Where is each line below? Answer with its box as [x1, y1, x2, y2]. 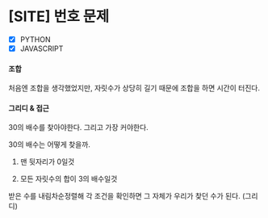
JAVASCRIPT [19, 44, 64, 53]
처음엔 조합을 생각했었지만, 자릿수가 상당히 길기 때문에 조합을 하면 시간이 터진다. [8, 83, 261, 93]
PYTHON [19, 34, 51, 44]
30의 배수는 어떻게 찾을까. [8, 140, 91, 149]
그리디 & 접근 [8, 103, 50, 113]
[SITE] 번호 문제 [8, 7, 110, 26]
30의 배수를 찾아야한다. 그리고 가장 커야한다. [8, 123, 149, 132]
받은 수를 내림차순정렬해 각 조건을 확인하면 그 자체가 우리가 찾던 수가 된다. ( [8, 191, 245, 201]
